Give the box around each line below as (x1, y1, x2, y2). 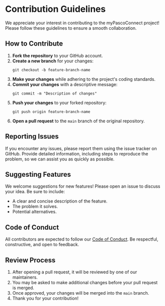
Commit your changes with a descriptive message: (12, 81, 118, 87)
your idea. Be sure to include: (5, 189, 65, 195)
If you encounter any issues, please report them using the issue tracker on (5, 145, 157, 152)
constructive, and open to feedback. (5, 242, 79, 248)
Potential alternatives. (12, 209, 57, 215)
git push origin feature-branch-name (12, 109, 91, 114)
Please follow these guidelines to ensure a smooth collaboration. (5, 25, 137, 31)
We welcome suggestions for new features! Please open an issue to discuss (5, 183, 161, 189)
